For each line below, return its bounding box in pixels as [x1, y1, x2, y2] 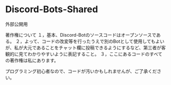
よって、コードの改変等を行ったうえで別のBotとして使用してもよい [24, 38, 165, 44]
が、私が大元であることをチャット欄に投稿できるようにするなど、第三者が [5, 44, 162, 50]
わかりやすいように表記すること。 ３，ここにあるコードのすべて [27, 51, 163, 57]
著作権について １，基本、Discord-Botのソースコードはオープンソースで [5, 32, 157, 38]
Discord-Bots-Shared [5, 4, 99, 15]
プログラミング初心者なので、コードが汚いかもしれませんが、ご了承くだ [5, 68, 157, 74]
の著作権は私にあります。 [5, 57, 59, 63]
